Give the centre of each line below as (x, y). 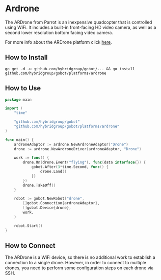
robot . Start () (28, 226)
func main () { (20, 140)
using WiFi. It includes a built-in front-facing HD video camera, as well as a (80, 27)
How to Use (23, 88)
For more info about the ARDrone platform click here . (59, 42)
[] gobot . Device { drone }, (47, 208)
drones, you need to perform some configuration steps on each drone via (79, 268)
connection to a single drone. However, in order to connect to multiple (76, 263)
